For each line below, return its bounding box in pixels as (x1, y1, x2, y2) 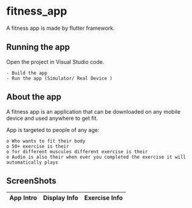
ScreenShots (6, 175, 57, 186)
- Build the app (6, 70, 47, 76)
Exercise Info (84, 193, 123, 202)
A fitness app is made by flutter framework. (6, 24, 115, 32)
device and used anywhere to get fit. (6, 114, 98, 122)
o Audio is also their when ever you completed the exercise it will (6, 154, 187, 160)
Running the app (6, 42, 70, 52)
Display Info (43, 193, 79, 202)
